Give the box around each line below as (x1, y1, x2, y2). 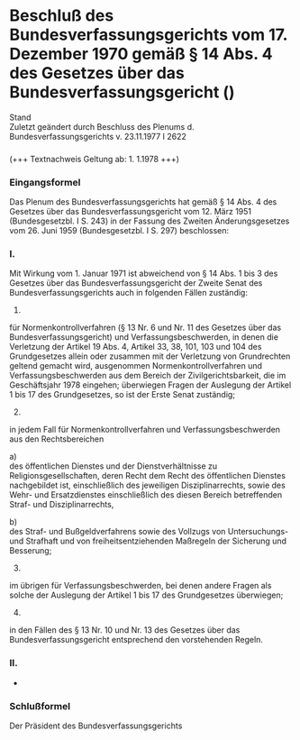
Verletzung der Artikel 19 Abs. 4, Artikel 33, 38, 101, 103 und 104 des (9, 342, 262, 352)
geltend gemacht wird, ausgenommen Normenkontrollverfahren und (9, 361, 263, 371)
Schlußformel (9, 699, 70, 712)
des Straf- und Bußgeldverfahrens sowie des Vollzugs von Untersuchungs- (9, 526, 289, 537)
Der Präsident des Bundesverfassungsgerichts (9, 720, 183, 731)
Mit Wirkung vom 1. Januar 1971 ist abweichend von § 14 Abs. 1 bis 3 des (9, 268, 278, 279)
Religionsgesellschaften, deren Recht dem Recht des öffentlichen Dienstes (9, 470, 286, 481)
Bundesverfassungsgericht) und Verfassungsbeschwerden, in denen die (9, 332, 279, 343)
